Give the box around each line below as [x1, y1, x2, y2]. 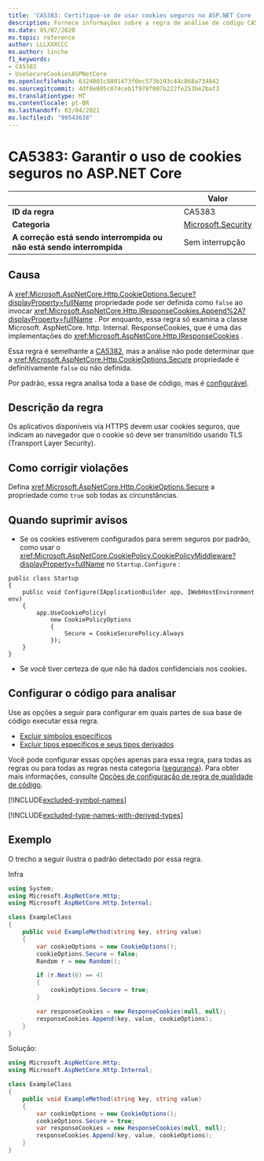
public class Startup [8, 575, 79, 583]
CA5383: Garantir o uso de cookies [8, 148, 242, 166]
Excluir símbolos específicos [19, 731, 112, 740]
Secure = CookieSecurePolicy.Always [64, 630, 185, 638]
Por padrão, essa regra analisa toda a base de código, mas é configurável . [8, 378, 249, 388]
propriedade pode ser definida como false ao [93, 297, 244, 307]
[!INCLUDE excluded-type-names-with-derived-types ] [8, 810, 183, 820]
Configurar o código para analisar [8, 687, 177, 700]
